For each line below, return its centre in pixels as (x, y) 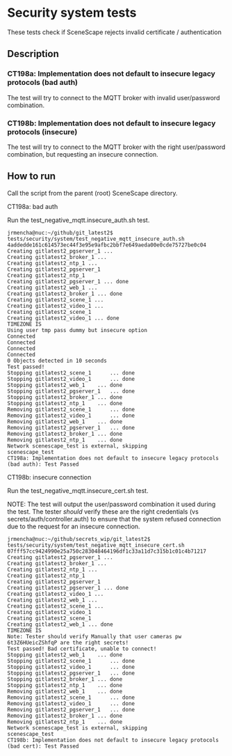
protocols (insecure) (42, 132)
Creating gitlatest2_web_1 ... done (60, 624)
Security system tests (72, 13)
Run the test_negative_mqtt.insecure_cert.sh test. (78, 490)
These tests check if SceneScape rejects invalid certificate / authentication (115, 32)
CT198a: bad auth (33, 206)
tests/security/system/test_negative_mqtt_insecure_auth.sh (96, 239)
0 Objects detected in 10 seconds (57, 361)
